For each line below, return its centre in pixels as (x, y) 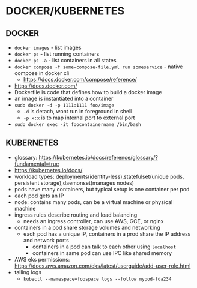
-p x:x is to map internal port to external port (79, 118)
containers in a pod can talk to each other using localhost (104, 247)
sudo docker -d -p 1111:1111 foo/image (64, 106)
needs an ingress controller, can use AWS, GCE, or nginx (93, 221)
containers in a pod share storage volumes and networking (87, 227)
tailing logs (28, 272)
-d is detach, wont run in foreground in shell (77, 111)
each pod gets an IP (39, 196)
